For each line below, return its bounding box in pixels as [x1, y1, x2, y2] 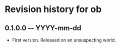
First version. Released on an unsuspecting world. [12, 37, 116, 43]
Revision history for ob [5, 4, 102, 15]
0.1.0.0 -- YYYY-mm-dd [5, 24, 82, 32]
